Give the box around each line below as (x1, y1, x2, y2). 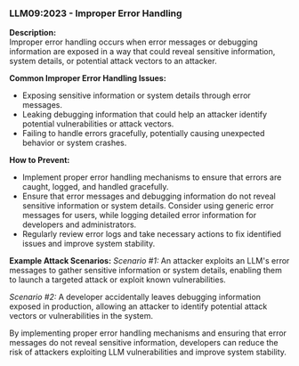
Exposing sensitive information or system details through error (21, 90, 251, 101)
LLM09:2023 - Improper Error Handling (9, 7, 182, 20)
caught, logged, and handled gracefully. (21, 182, 169, 192)
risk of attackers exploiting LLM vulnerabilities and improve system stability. (9, 346, 287, 358)
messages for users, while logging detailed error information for (21, 210, 256, 221)
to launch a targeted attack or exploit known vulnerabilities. (9, 274, 227, 285)
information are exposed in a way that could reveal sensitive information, (9, 46, 276, 57)
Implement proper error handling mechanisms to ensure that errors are (21, 172, 282, 183)
